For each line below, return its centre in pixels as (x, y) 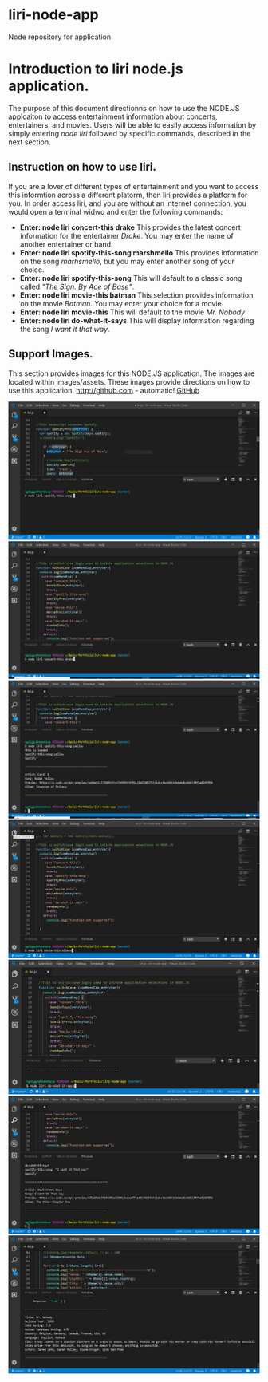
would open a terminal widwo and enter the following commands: (116, 211)
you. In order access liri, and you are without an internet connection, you (128, 203)
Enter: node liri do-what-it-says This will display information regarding (137, 320)
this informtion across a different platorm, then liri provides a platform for (128, 195)
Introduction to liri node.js (96, 69)
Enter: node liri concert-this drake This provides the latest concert (130, 227)
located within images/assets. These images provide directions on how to (129, 381)
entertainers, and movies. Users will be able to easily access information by (132, 124)
